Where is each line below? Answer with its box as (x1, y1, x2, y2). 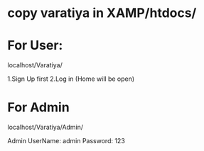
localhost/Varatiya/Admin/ (7, 123, 84, 132)
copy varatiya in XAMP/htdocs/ (7, 5, 197, 21)
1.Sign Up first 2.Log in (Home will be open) (7, 74, 135, 83)
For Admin (7, 99, 70, 116)
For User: (7, 38, 63, 54)
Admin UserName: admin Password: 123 (7, 137, 126, 145)
